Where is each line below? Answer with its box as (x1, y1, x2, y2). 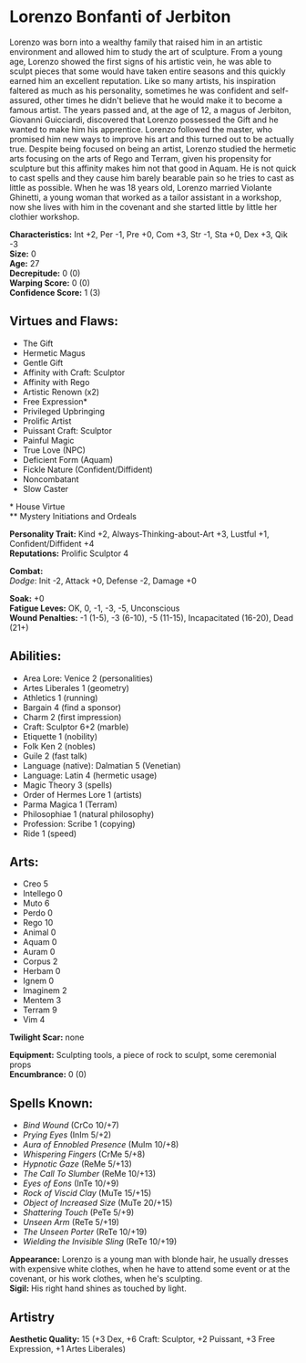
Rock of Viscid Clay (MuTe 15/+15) (22, 1188, 152, 1199)
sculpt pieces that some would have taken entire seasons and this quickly (9, 66, 286, 77)
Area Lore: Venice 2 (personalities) (22, 673, 153, 684)
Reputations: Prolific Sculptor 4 (9, 548, 129, 559)
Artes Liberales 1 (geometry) (22, 682, 130, 693)
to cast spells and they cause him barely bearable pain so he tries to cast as (9, 172, 294, 183)
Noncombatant (22, 473, 79, 485)
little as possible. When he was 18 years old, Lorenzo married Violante (9, 182, 272, 193)
